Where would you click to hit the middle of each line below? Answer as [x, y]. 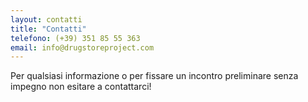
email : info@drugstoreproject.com [82, 47]
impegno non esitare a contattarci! [81, 87]
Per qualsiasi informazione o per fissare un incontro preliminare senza [154, 76]
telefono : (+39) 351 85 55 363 [75, 38]
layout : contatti [46, 19]
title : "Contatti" [48, 29]
